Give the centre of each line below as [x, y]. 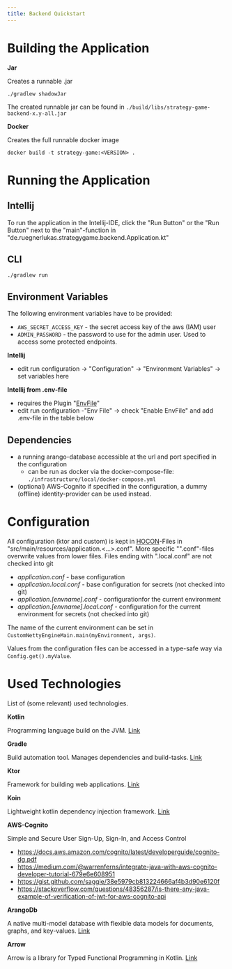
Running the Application [79, 180]
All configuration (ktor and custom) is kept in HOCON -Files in [95, 541]
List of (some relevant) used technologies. [68, 703]
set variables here [43, 376]
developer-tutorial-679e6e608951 [66, 874]
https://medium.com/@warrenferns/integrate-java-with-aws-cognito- [117, 867]
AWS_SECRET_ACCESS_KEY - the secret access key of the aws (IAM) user [116, 327]
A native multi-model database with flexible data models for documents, [110, 923]
